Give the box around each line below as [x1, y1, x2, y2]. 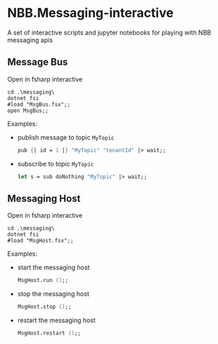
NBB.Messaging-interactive [7, 5, 174, 21]
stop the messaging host [17, 290, 89, 298]
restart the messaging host [17, 316, 96, 325]
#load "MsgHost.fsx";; [7, 238, 74, 245]
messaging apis [7, 35, 53, 44]
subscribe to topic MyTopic [17, 159, 94, 168]
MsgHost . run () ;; [17, 277, 69, 284]
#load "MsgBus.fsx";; [7, 101, 71, 108]
